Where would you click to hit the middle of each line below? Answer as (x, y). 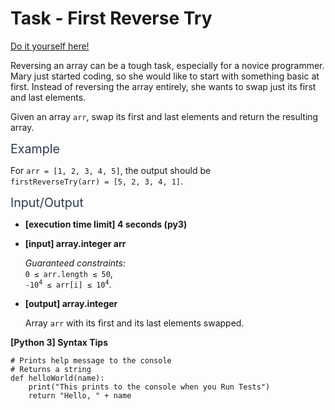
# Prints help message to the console (91, 360)
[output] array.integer (71, 303)
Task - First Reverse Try (111, 18)
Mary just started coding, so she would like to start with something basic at (165, 76)
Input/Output (47, 202)
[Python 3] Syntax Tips (59, 342)
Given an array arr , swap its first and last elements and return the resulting (164, 116)
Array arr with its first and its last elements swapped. (134, 323)
